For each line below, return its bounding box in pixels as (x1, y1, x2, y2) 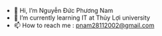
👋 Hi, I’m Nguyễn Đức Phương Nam (13, 7, 114, 14)
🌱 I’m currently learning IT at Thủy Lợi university (13, 14, 150, 22)
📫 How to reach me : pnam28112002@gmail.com (13, 21, 155, 29)
